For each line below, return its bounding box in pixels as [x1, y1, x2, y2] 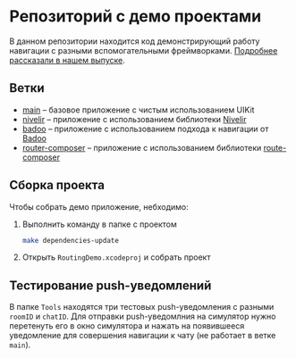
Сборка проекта [9, 178, 106, 193]
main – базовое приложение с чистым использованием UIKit [21, 104, 255, 115]
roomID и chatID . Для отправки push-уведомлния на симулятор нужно [9, 311, 276, 322]
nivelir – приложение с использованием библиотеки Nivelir [21, 113, 247, 124]
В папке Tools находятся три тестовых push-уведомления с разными [9, 302, 275, 312]
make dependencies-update [21, 236, 119, 245]
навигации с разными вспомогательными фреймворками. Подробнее [9, 45, 278, 55]
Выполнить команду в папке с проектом [21, 219, 177, 229]
